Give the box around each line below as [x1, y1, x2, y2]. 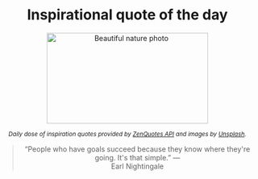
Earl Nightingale [110, 161, 164, 171]
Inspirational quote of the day [27, 6, 228, 24]
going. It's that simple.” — [94, 152, 181, 162]
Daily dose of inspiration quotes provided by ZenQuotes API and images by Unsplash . [8, 130, 247, 138]
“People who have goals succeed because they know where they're [24, 144, 251, 154]
